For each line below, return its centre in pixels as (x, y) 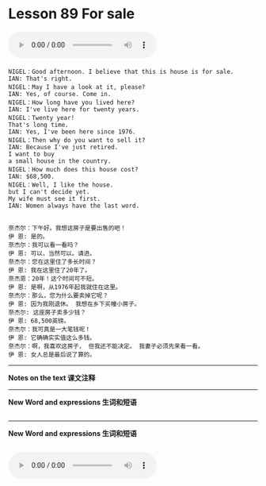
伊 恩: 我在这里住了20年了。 (49, 270)
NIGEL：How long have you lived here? (72, 102)
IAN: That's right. (40, 79)
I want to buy (32, 154)
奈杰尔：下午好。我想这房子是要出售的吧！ (67, 228)
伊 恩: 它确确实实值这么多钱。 (52, 337)
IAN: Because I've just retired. (63, 147)
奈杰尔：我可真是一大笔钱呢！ (49, 329)
